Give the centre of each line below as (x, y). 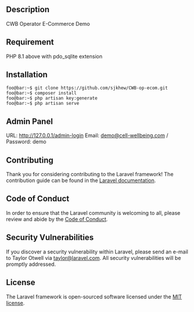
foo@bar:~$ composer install (41, 93)
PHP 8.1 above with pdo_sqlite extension (54, 56)
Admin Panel (30, 121)
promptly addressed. (31, 264)
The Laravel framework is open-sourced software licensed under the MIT (94, 296)
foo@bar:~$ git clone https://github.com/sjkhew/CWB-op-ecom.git (87, 88)
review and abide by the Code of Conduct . (57, 219)
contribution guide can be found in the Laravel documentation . (81, 180)
